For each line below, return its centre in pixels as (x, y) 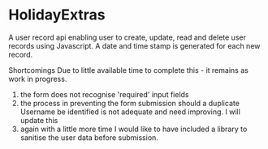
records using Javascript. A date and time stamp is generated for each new (134, 45)
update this (39, 120)
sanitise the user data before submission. (89, 137)
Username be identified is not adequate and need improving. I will (130, 112)
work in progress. (38, 79)
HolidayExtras (57, 15)
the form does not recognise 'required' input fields (104, 94)
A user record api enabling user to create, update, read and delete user (127, 37)
